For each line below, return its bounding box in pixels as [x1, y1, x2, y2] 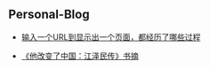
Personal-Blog [8, 7, 90, 22]
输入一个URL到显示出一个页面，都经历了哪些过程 [20, 31, 201, 42]
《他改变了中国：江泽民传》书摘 [20, 50, 139, 61]
